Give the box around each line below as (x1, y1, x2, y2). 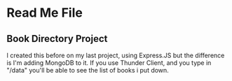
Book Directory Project (6, 33, 108, 45)
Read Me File (6, 5, 83, 21)
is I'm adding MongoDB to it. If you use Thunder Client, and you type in (6, 59, 212, 67)
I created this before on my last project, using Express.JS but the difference (6, 51, 225, 59)
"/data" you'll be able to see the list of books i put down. (6, 66, 169, 74)
